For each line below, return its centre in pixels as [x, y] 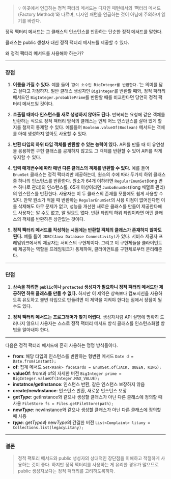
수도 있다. [22, 306]
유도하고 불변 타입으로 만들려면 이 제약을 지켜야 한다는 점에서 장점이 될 [92, 299]
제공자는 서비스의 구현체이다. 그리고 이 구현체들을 [92, 243]
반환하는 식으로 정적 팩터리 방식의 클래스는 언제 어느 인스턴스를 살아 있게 [84, 121]
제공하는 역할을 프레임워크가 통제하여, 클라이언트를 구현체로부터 [81, 249]
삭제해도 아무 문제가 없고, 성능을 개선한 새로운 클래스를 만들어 [79, 207]
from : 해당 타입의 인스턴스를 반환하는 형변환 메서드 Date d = [73, 356]
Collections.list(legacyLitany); [48, 427]
